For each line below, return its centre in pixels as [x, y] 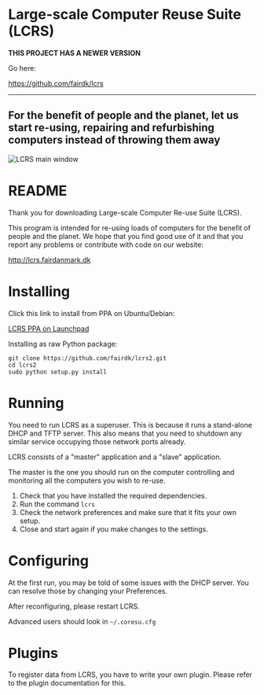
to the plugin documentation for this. [67, 683]
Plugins [33, 653]
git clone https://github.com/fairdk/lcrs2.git [88, 358]
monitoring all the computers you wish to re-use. [87, 480]
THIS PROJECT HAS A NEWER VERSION [75, 53]
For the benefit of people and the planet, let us [124, 116]
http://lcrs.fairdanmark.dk [49, 259]
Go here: [22, 68]
